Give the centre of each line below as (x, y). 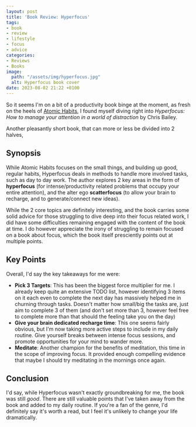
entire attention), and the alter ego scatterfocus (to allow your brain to (91, 192)
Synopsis (23, 153)
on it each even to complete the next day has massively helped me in (98, 298)
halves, (15, 135)
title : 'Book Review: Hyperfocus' (48, 17)
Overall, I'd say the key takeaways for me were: (63, 274)
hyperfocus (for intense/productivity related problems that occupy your (93, 186)
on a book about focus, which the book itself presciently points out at (90, 235)
